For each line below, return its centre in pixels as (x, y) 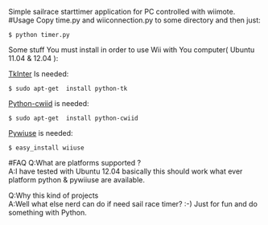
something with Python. (47, 213)
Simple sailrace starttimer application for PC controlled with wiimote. (122, 12)
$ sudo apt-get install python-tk (68, 88)
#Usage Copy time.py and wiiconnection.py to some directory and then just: (134, 20)
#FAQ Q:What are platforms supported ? (75, 163)
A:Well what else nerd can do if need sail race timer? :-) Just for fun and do (133, 204)
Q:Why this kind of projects (54, 195)
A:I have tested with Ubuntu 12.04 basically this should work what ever (126, 171)
